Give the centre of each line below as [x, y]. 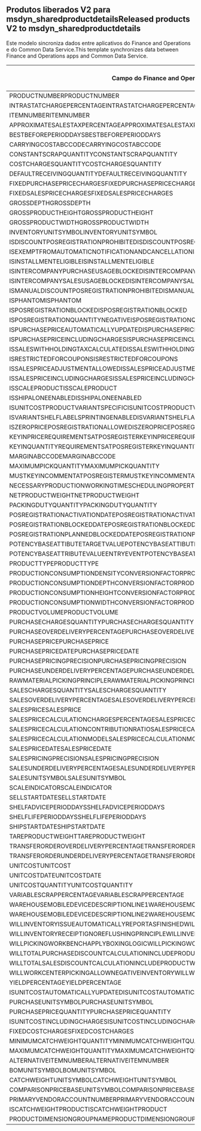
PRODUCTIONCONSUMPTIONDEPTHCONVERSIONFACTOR [94, 583]
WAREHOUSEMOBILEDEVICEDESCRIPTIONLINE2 [79, 914]
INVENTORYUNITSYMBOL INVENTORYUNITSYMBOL [83, 232]
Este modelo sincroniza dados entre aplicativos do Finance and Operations [98, 43]
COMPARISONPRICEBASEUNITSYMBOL [66, 1090]
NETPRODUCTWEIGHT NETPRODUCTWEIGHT [74, 495]
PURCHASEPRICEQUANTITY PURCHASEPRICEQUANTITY [90, 1012]
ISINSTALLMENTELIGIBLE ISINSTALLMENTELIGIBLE [82, 261]
